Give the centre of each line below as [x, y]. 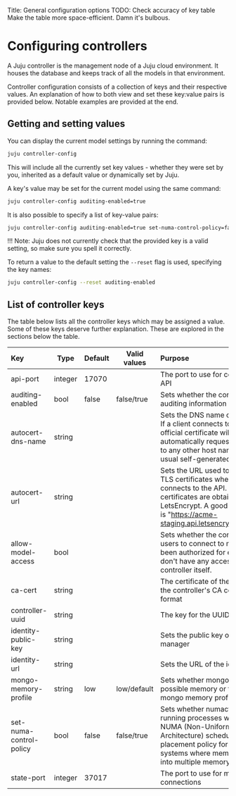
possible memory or [194, 689]
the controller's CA [191, 590]
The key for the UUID [195, 615]
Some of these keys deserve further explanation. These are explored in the [116, 329]
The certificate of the [195, 582]
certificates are [185, 497]
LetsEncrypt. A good [194, 506]
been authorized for [193, 552]
